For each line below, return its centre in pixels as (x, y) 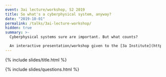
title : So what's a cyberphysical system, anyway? (58, 14)
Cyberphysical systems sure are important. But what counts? (74, 37)
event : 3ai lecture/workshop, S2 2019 (45, 10)
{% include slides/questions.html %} (42, 69)
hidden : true (19, 28)
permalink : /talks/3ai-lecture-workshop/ (48, 23)
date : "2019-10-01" (25, 19)
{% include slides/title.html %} (36, 60)
